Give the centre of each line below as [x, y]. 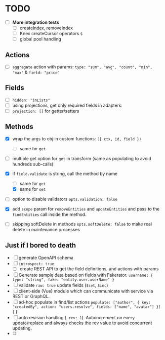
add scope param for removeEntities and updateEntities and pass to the [86, 209]
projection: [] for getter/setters [46, 111]
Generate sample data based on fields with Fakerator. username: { [86, 275]
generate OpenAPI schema [46, 258]
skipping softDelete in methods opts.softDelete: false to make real [82, 224]
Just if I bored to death [41, 245]
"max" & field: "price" [36, 73]
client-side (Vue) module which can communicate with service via [86, 291]
